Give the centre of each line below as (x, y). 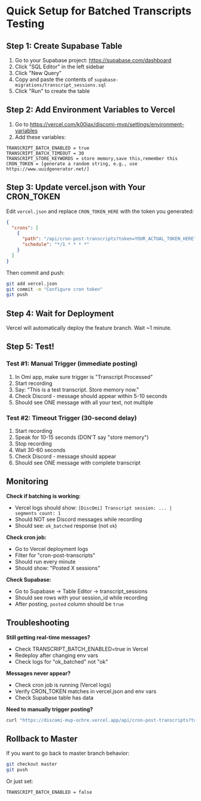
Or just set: (20, 781)
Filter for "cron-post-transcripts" (55, 555)
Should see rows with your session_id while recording (81, 597)
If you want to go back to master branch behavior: (68, 753)
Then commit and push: (35, 272)
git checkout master (32, 764)
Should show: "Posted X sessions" (57, 568)
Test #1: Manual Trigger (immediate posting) (72, 364)
